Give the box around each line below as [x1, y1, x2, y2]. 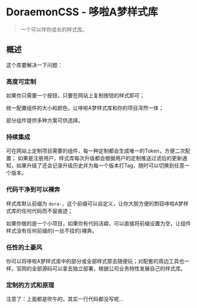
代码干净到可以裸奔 [6, 185, 60, 194]
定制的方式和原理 [6, 281, 55, 289]
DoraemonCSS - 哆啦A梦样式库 [6, 5, 158, 19]
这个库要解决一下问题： [6, 61, 63, 68]
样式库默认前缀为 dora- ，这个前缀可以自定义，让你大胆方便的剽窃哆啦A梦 [6, 200, 184, 207]
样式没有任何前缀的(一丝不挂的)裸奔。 [6, 227, 98, 234]
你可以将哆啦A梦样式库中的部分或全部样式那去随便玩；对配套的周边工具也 [6, 258, 185, 265]
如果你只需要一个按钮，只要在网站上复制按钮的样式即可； [6, 92, 145, 99]
